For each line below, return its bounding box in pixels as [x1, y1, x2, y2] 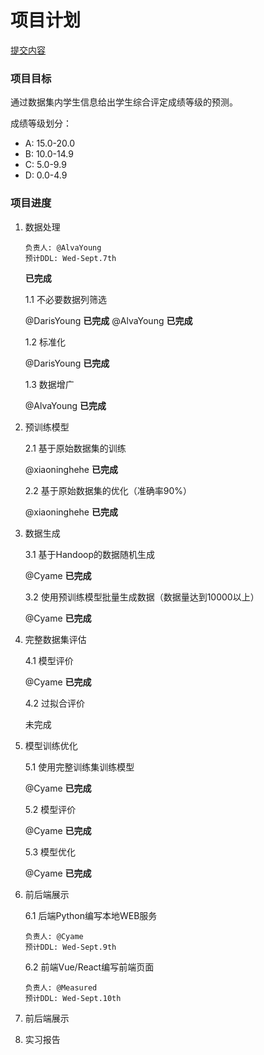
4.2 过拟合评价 [24, 697, 85, 709]
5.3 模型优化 [24, 846, 76, 858]
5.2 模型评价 [24, 803, 77, 815]
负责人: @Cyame [24, 931, 84, 941]
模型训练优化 [24, 739, 78, 751]
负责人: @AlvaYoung [24, 242, 102, 253]
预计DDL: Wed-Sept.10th [24, 993, 122, 1003]
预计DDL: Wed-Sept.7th [24, 253, 117, 263]
